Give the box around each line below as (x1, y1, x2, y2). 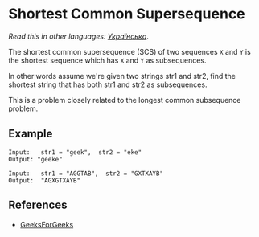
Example (8, 127, 53, 141)
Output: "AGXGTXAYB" (8, 176, 81, 185)
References (8, 198, 68, 212)
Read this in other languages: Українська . (8, 31, 149, 41)
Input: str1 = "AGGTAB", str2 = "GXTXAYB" (8, 170, 163, 178)
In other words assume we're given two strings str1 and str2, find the (8, 71, 236, 80)
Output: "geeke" (8, 155, 63, 163)
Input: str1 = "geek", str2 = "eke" (8, 148, 142, 157)
